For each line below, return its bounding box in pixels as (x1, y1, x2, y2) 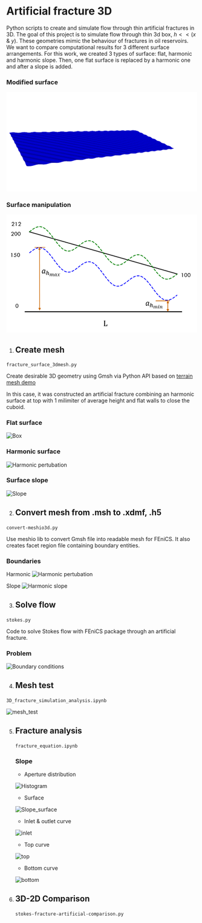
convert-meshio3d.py (6, 525, 59, 531)
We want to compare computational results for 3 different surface (6, 44, 170, 51)
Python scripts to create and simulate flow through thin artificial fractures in (6, 24, 195, 31)
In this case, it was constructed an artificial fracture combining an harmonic (6, 390, 195, 398)
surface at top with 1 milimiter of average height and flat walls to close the (6, 396, 191, 404)
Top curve (24, 841, 50, 848)
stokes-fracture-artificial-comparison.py (15, 911, 124, 917)
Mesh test (15, 680, 54, 691)
